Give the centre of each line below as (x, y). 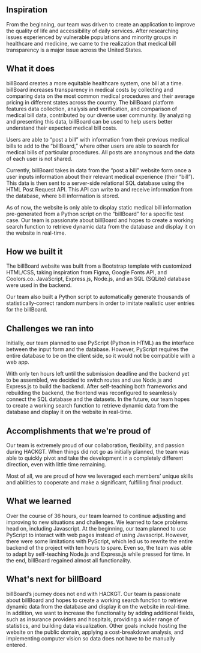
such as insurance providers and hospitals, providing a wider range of (93, 619)
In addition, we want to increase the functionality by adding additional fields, (100, 613)
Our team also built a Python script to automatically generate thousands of (98, 297)
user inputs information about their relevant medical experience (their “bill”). (100, 176)
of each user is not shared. (40, 158)
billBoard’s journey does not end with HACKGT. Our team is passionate (94, 594)
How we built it (34, 252)
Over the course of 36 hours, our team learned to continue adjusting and (96, 516)
